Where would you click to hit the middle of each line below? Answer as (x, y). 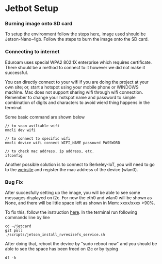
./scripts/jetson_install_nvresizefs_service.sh (55, 235)
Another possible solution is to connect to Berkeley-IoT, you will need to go (80, 164)
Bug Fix (14, 182)
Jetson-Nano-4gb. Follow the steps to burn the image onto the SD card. (77, 39)
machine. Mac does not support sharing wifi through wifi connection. (74, 92)
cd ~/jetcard (18, 226)
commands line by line (27, 218)
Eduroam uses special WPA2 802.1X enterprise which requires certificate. (79, 62)
